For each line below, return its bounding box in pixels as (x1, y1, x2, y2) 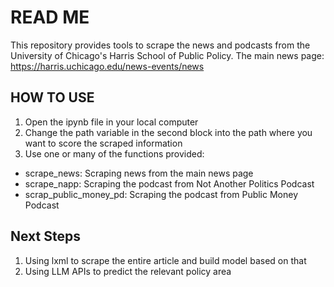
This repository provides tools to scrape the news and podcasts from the (10, 39, 311, 51)
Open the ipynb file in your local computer (24, 116, 199, 128)
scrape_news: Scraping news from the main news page (24, 167, 254, 179)
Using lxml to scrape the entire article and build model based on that (24, 254, 307, 266)
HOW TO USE (10, 89, 95, 106)
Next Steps (10, 228, 81, 245)
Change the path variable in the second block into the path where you (24, 126, 313, 138)
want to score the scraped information (24, 137, 183, 149)
